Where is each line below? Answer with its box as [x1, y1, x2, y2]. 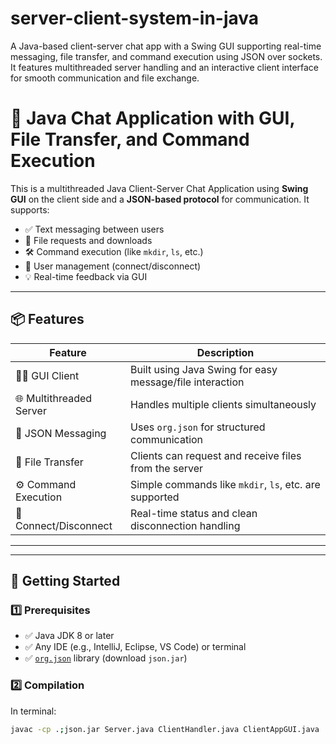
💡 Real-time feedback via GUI [24, 270, 148, 282]
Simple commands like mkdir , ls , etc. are [130, 477, 321, 491]
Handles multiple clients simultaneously [130, 397, 317, 411]
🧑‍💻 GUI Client [15, 368, 80, 382]
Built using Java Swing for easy [130, 362, 278, 376]
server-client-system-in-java [10, 7, 260, 30]
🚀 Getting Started [10, 573, 121, 590]
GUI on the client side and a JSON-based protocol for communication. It [10, 193, 310, 205]
